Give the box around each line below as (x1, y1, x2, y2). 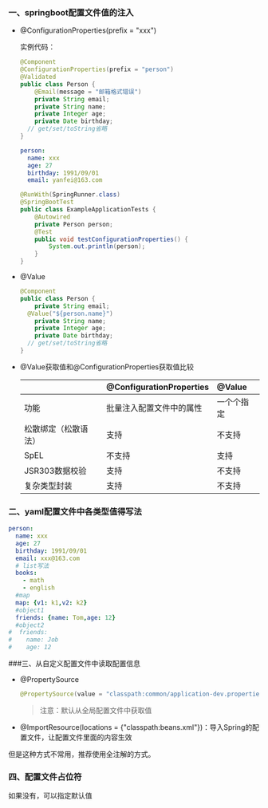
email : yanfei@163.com (27, 176, 103, 184)
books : (15, 569, 37, 577)
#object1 (15, 606, 45, 614)
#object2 (15, 621, 45, 629)
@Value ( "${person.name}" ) (27, 309, 113, 317)
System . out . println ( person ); (49, 242, 146, 250)
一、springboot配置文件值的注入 (8, 6, 134, 18)
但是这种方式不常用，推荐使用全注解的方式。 (8, 749, 156, 759)
